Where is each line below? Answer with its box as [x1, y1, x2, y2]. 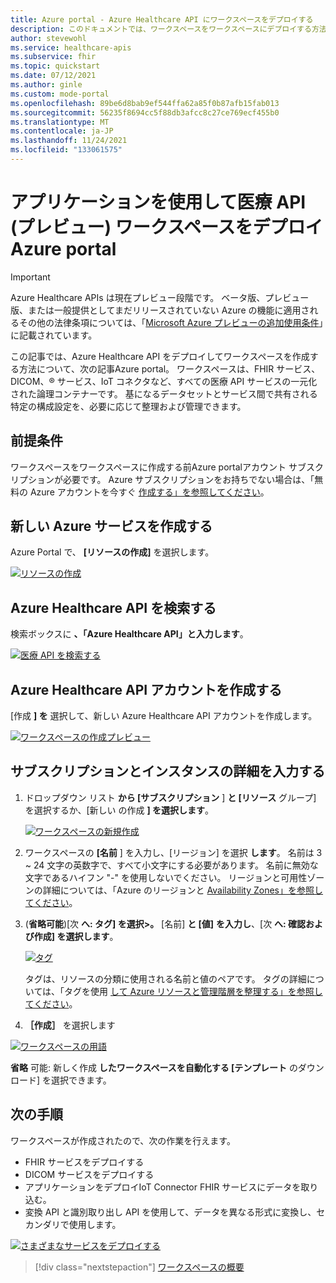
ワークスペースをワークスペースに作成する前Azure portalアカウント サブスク [10, 461, 324, 473]
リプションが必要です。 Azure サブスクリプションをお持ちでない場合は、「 [10, 473, 315, 485]
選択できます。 [51, 1074, 112, 1086]
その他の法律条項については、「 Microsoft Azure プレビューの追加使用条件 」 [18, 316, 324, 328]
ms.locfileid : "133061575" [10, 145, 123, 155]
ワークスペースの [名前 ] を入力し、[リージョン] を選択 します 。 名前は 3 [24, 846, 323, 858]
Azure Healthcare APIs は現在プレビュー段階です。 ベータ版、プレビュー [10, 291, 310, 303]
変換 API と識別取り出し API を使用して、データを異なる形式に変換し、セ [24, 1206, 326, 1218]
